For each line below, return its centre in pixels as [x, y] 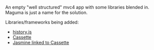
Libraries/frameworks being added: [42, 22]
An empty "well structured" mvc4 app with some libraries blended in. [77, 7]
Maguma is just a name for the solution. [46, 12]
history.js [22, 32]
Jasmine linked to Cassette [41, 42]
